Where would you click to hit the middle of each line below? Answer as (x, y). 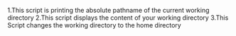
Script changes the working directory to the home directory (94, 25)
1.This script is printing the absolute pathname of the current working (108, 10)
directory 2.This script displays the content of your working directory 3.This (118, 18)
